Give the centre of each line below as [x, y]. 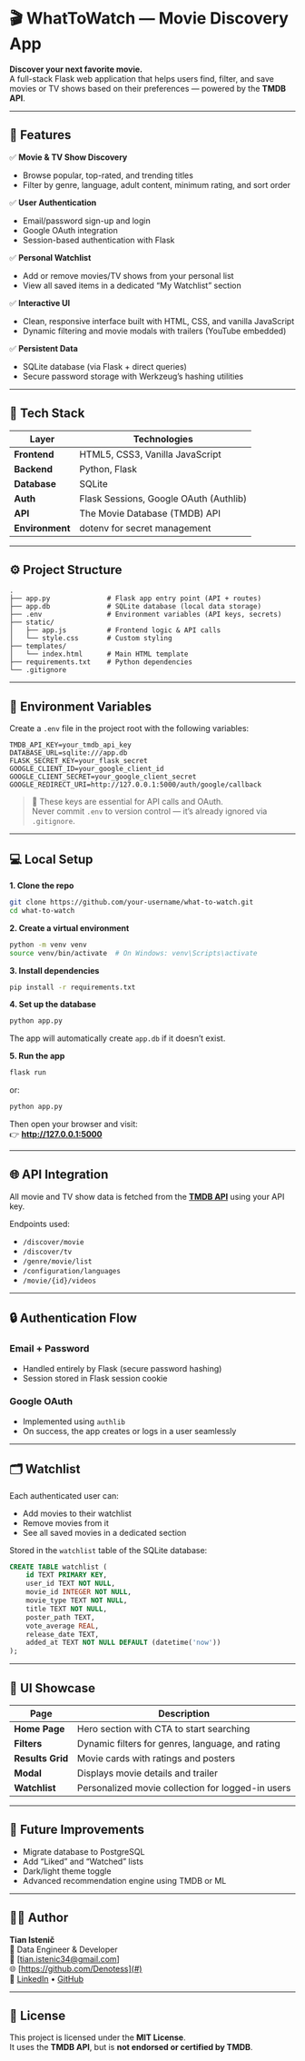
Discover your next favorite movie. [76, 69]
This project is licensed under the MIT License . [98, 2037]
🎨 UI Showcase [52, 1688]
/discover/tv [47, 1252]
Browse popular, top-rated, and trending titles [108, 175]
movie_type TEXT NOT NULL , [77, 1600]
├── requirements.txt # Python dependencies [101, 662]
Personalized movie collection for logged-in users [184, 1789]
